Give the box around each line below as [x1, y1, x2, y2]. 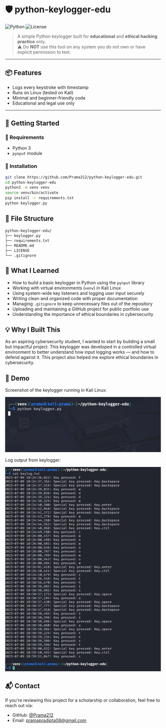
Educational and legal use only [12, 100, 75, 106]
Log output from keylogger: [5, 457, 61, 463]
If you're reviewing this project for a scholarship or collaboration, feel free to [5, 697, 161, 703]
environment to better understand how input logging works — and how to [5, 349, 155, 355]
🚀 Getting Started [5, 119, 60, 128]
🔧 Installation [5, 163, 38, 170]
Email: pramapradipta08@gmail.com [12, 717, 86, 723]
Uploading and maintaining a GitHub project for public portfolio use [12, 306, 149, 312]
